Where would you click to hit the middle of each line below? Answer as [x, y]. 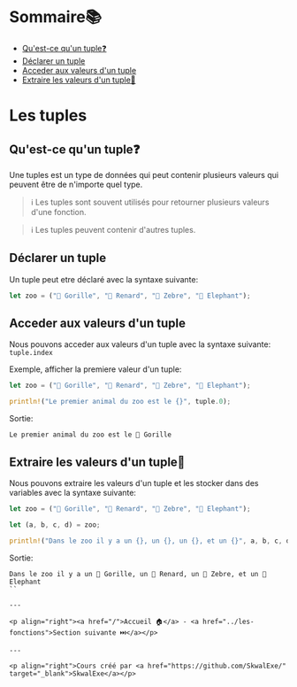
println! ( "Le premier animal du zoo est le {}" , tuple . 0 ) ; [120, 402]
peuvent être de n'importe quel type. [76, 184]
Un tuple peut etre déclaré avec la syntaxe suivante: [104, 279]
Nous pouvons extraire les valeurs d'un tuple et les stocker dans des [134, 483]
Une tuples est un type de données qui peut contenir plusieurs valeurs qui [144, 174]
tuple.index [31, 353]
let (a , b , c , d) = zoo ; [55, 525]
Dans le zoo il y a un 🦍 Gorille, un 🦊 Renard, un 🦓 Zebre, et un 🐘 [138, 574]
